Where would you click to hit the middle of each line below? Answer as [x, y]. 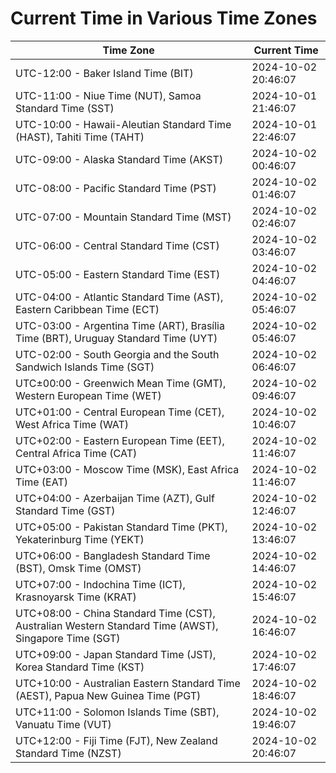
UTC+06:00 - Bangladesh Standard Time [113, 555]
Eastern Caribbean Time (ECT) [87, 309]
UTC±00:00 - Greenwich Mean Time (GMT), [121, 383]
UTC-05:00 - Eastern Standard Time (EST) [118, 274]
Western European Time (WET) [88, 395]
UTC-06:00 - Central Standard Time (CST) [117, 245]
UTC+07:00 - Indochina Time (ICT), [100, 584]
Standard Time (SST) [65, 108]
